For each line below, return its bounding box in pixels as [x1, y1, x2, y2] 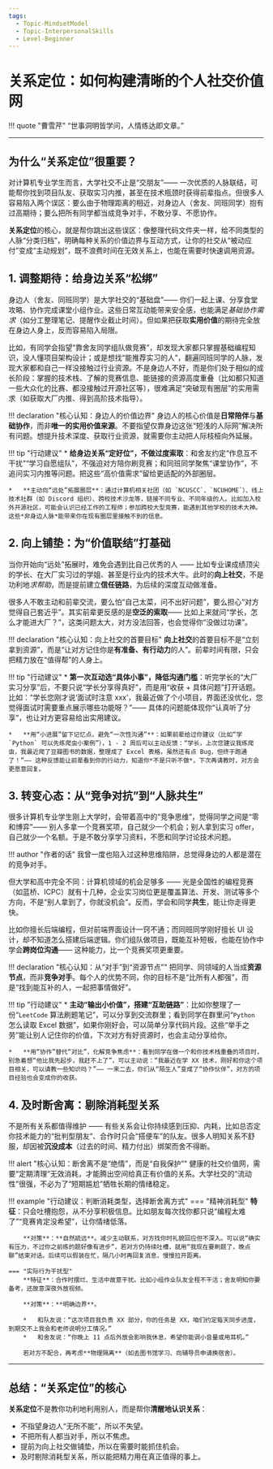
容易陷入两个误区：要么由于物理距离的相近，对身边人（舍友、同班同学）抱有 [8, 198, 264, 207]
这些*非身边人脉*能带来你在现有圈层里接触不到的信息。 [8, 512, 167, 520]
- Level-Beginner [15, 34, 75, 43]
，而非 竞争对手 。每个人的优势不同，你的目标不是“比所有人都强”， [23, 973, 242, 982]
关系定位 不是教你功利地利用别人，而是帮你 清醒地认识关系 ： [8, 1404, 207, 1414]
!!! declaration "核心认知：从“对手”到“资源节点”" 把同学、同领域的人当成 [8, 962, 248, 972]
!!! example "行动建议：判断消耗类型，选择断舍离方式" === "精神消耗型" [8, 1196, 249, 1207]
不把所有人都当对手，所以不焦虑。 [19, 1432, 134, 1441]
